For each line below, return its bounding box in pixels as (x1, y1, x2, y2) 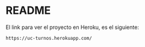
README (5, 4, 51, 17)
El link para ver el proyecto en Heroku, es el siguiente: (5, 23, 140, 31)
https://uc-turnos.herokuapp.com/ (5, 35, 93, 41)
